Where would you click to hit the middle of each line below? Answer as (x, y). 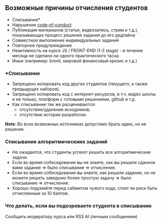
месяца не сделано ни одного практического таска (65, 56)
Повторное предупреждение (42, 45)
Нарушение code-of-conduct (42, 25)
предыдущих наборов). (36, 89)
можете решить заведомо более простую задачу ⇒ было (72, 178)
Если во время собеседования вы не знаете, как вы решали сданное (84, 163)
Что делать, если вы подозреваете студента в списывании (78, 206)
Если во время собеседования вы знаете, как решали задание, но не (84, 173)
